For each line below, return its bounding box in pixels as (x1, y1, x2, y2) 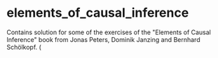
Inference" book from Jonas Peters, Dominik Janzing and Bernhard (6, 35, 200, 43)
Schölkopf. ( (6, 43, 41, 51)
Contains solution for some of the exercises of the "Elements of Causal (6, 28, 212, 36)
